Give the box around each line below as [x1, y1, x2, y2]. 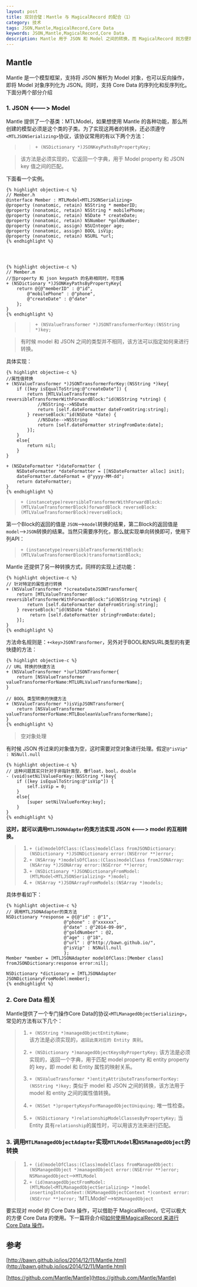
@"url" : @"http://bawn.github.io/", [63, 940, 157, 946]
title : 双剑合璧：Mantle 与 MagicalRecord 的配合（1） [6, 14, 133, 20]
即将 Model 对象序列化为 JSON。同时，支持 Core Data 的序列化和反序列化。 [6, 81, 191, 88]
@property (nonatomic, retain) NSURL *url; [6, 233, 114, 239]
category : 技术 [6, 19, 42, 25]
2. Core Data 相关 [6, 996, 56, 1004]
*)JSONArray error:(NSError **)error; [53, 863, 148, 868]
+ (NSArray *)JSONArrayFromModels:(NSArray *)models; [29, 880, 164, 886]
